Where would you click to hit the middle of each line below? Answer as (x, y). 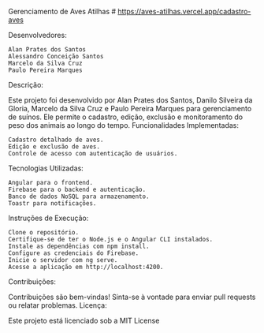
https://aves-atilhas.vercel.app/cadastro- (184, 11)
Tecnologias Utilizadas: (46, 168)
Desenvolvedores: (37, 35)
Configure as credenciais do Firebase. (74, 253)
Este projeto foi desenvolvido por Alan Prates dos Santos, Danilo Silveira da (130, 100)
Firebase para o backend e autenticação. (77, 189)
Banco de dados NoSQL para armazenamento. (79, 196)
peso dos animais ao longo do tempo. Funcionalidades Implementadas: (123, 125)
